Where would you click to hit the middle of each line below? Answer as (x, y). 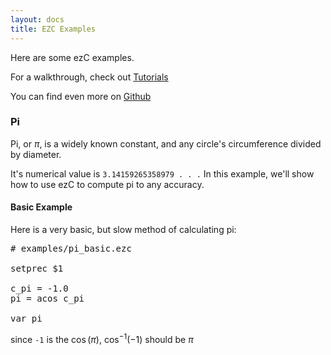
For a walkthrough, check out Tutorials (89, 77)
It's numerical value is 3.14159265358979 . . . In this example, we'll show (162, 173)
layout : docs (37, 19)
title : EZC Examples (53, 29)
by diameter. (36, 154)
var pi (26, 318)
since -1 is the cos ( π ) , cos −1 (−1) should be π (102, 338)
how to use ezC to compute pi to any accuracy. (107, 184)
